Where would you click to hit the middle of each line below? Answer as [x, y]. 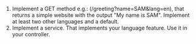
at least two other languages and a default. [65, 21]
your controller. [31, 34]
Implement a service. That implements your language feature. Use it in [100, 28]
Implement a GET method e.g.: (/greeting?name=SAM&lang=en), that [98, 9]
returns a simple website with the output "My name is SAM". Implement [101, 15]
